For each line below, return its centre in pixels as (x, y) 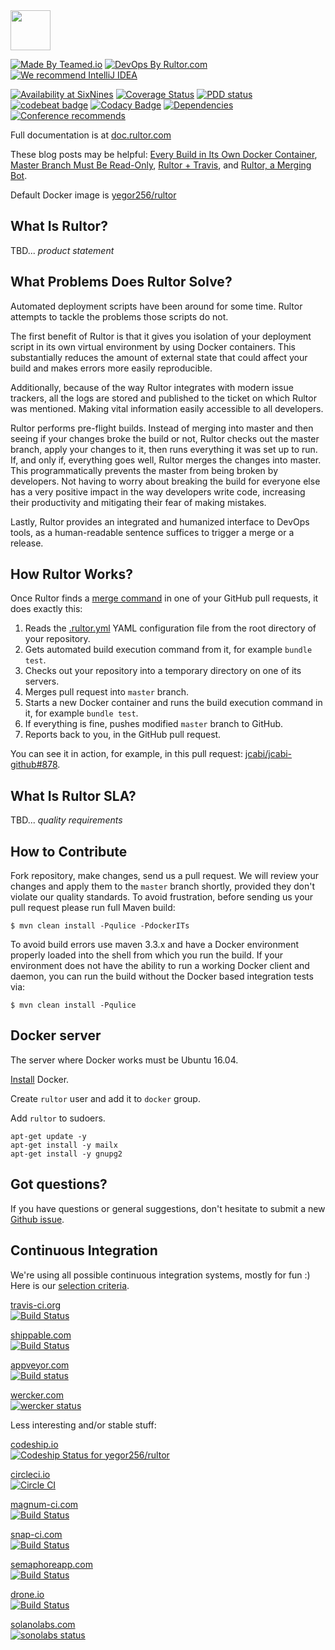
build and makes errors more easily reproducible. (111, 368)
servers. (42, 681)
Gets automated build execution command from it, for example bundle (168, 650)
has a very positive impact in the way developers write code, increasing (158, 491)
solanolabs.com (43, 1624)
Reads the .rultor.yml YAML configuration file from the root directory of (170, 628)
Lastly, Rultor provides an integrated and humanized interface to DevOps (160, 521)
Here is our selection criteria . (70, 1285)
